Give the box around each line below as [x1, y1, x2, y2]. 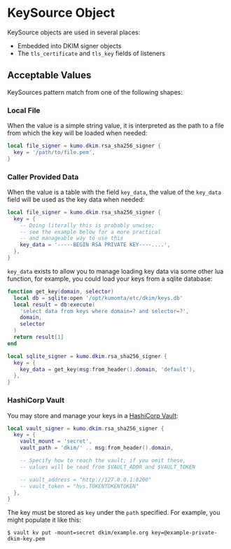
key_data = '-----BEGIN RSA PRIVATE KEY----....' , [20, 242, 171, 249]
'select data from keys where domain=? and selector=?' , [20, 307, 190, 314]
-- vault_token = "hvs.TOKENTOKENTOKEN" [20, 482, 139, 489]
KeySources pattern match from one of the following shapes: [7, 88, 183, 96]
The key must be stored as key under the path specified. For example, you [7, 508, 220, 517]
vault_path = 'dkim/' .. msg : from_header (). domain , [20, 445, 174, 452]
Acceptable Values [7, 69, 92, 81]
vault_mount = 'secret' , [20, 438, 92, 445]
